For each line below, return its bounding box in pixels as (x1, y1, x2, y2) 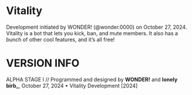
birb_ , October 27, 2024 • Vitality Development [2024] (6, 82, 138, 89)
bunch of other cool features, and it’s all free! (6, 36, 115, 43)
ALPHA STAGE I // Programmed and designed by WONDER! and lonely (6, 76, 178, 83)
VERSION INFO (6, 57, 80, 70)
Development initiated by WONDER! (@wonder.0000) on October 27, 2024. (6, 23, 187, 30)
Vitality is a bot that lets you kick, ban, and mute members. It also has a (6, 29, 178, 36)
